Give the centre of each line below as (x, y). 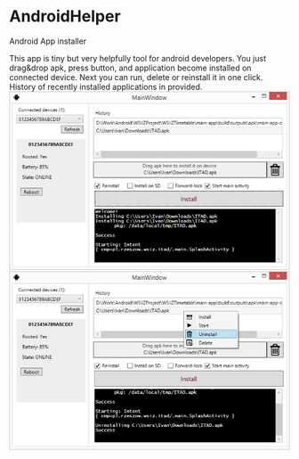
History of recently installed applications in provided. (106, 86)
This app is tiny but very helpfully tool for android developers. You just (138, 58)
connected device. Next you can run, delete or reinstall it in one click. (136, 77)
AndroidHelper (65, 16)
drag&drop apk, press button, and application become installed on (130, 68)
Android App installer (48, 41)
